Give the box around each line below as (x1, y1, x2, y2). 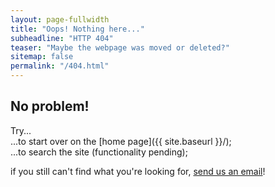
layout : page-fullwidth (10, 14, 110, 25)
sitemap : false (10, 52, 74, 62)
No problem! (10, 98, 90, 115)
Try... (10, 124, 32, 136)
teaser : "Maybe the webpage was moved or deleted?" (10, 42, 230, 53)
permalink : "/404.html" (10, 61, 110, 71)
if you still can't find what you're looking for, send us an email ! (10, 165, 266, 177)
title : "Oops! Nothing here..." (10, 24, 145, 34)
